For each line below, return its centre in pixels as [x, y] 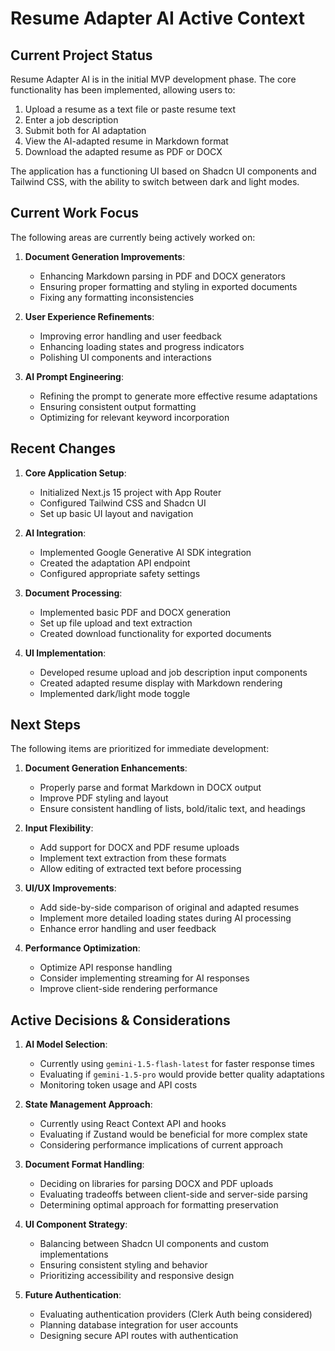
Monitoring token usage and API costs [118, 1085]
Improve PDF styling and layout [104, 798]
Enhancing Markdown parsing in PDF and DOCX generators [162, 276]
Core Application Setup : [75, 473]
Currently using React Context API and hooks [133, 1124]
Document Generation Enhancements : [106, 768]
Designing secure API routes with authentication [139, 1336]
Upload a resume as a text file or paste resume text [130, 109]
